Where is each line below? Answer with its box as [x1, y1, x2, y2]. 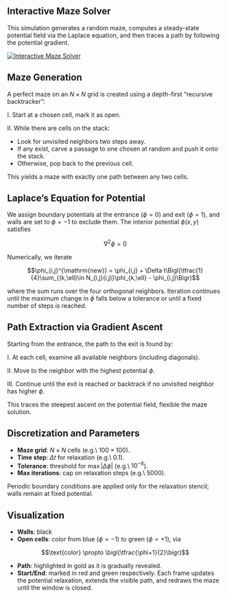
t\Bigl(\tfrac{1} [163, 266, 204, 274]
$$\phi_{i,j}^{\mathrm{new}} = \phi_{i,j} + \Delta [27, 266, 163, 274]
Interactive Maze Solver [7, 6, 111, 17]
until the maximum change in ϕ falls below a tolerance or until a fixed [7, 294, 202, 303]
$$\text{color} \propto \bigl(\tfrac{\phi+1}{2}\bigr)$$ [40, 548, 190, 556]
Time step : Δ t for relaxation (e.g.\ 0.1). [16, 453, 125, 462]
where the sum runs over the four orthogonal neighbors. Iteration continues [7, 287, 221, 295]
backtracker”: [7, 97, 46, 105]
